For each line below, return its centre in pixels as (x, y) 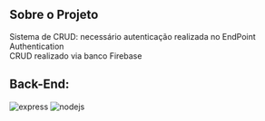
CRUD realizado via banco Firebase (76, 56)
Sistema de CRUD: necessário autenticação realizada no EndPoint (132, 36)
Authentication (37, 46)
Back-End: (39, 84)
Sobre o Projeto (54, 15)
